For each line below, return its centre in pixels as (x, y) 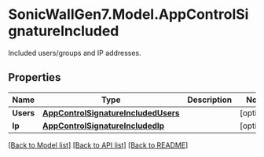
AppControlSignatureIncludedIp (103, 126)
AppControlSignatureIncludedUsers (111, 113)
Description (210, 100)
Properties (35, 77)
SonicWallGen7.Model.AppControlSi (128, 15)
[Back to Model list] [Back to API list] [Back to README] (98, 145)
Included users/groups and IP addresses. (75, 53)
